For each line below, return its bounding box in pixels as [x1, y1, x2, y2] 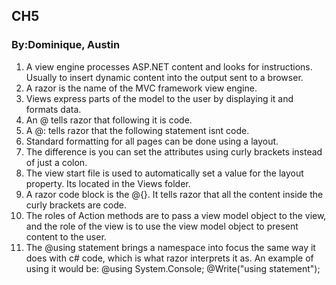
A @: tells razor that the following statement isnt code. [25, 124, 250, 136]
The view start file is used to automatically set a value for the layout [25, 167, 304, 179]
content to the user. [25, 230, 107, 243]
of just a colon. [25, 156, 88, 168]
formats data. [25, 103, 82, 115]
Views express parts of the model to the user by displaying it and [25, 92, 294, 104]
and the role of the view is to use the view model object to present [25, 220, 299, 232]
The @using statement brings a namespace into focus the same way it [25, 241, 316, 253]
